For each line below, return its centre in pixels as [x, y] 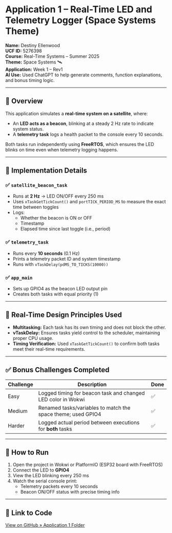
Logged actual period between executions [89, 422]
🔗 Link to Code [29, 513]
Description [92, 384]
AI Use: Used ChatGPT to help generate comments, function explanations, [84, 75]
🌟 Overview [24, 101]
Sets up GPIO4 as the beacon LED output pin [60, 289]
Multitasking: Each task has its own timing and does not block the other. [89, 327]
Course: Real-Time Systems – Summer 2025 [52, 56]
